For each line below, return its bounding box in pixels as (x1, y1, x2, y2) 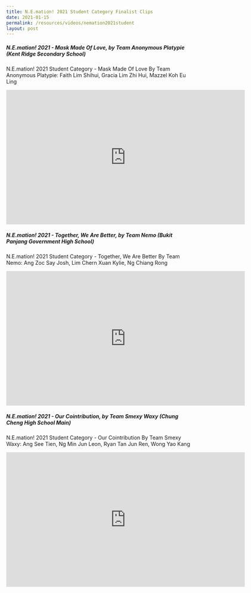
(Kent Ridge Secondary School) (6, 50, 86, 57)
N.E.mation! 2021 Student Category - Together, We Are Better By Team (6, 253, 180, 260)
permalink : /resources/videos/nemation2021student (6, 20, 135, 26)
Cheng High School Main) (6, 419, 72, 426)
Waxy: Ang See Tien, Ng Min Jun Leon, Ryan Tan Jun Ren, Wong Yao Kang (6, 441, 191, 448)
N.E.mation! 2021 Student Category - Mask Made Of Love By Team (6, 65, 171, 72)
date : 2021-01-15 (6, 14, 49, 20)
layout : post (6, 25, 39, 32)
